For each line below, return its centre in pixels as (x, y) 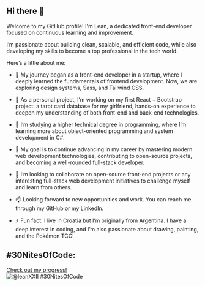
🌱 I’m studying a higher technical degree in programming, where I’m (101, 124)
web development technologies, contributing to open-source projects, (104, 156)
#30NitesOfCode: (41, 255)
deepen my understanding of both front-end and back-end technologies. (107, 112)
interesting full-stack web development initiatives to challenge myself (103, 181)
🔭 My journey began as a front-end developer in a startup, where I (99, 75)
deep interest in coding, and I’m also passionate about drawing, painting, (107, 229)
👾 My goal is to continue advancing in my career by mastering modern (104, 149)
